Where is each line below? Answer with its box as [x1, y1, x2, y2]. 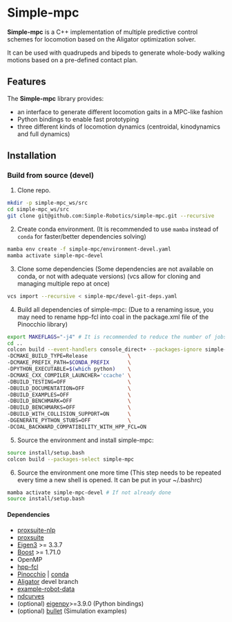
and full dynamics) [17, 129, 70, 138]
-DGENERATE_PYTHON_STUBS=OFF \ [7, 417, 131, 424]
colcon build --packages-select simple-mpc [7, 455, 135, 463]
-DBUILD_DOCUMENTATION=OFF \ [7, 385, 131, 392]
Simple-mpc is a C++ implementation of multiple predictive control [7, 28, 198, 36]
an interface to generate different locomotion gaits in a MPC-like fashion [17, 107, 223, 116]
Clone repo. [17, 186, 51, 194]
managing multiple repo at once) [17, 279, 110, 288]
